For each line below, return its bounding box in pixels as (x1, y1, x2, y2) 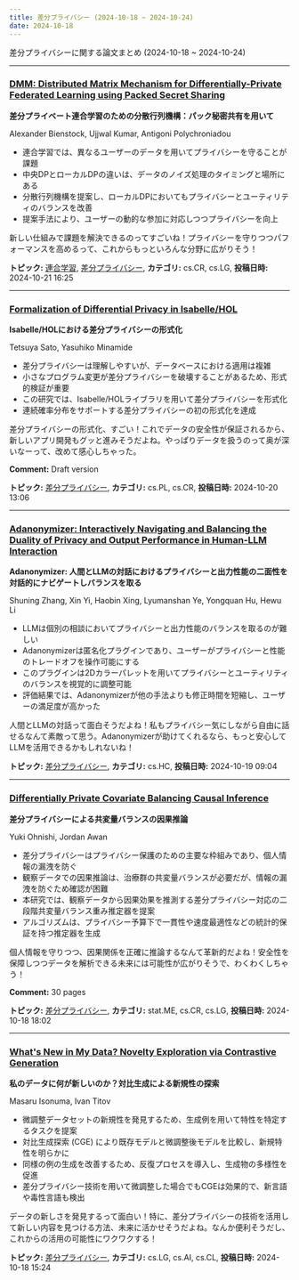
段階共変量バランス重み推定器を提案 (21, 905, 156, 916)
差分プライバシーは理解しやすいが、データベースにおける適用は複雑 (21, 361, 271, 371)
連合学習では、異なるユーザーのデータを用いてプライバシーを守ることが (21, 146, 287, 157)
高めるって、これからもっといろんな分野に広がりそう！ (55, 243, 258, 254)
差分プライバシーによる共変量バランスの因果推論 (9, 814, 189, 824)
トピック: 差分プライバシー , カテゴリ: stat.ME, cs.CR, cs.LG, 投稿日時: (9, 1005, 265, 1016)
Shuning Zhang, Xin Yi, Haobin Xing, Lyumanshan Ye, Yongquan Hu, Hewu (9, 595, 282, 606)
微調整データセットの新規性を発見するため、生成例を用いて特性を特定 (21, 1114, 280, 1124)
